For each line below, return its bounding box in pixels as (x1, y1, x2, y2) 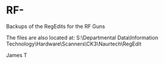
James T (6, 51, 28, 58)
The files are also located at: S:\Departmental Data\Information (6, 34, 158, 41)
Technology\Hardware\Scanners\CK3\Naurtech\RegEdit (6, 40, 142, 47)
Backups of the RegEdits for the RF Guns (6, 23, 105, 30)
